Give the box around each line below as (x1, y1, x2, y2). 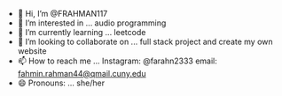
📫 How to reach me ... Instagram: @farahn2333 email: (17, 55, 217, 66)
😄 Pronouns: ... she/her (17, 78, 105, 88)
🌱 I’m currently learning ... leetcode (17, 27, 146, 37)
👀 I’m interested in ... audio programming (17, 18, 167, 28)
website (17, 46, 47, 56)
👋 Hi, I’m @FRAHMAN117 (17, 9, 108, 18)
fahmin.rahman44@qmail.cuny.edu (17, 69, 146, 78)
